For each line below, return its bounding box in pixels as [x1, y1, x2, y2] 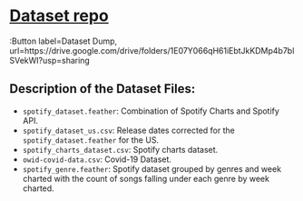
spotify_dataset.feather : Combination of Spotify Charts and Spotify [22, 106, 279, 116]
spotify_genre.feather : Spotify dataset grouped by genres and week [22, 163, 282, 174]
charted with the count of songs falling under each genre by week [22, 173, 270, 184]
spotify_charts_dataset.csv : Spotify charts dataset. [22, 144, 219, 155]
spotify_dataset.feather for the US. [22, 134, 160, 146]
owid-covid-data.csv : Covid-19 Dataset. [22, 154, 172, 165]
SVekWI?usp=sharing [9, 55, 91, 65]
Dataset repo [9, 5, 109, 26]
